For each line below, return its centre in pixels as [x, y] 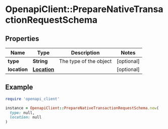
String [40, 61]
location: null [26, 117]
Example [19, 87]
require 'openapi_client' [32, 99]
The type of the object [85, 61]
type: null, [22, 113]
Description [85, 53]
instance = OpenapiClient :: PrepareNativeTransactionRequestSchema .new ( [82, 108]
